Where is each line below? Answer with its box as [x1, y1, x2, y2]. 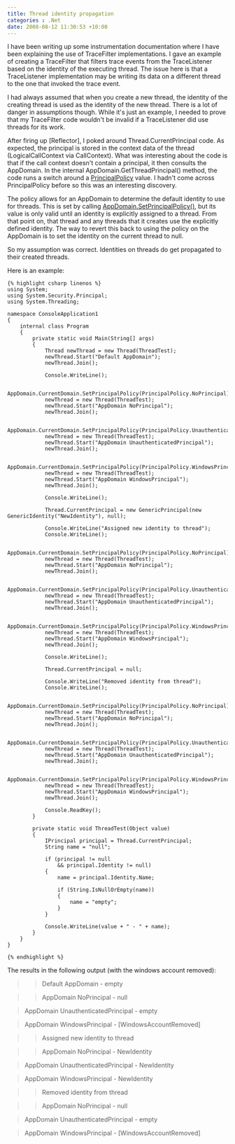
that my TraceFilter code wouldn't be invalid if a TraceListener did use [7, 116, 208, 124]
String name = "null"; [44, 844, 111, 851]
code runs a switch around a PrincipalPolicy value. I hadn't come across [7, 174, 215, 182]
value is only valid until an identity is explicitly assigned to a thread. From [7, 209, 218, 218]
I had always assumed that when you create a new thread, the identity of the [7, 93, 228, 102]
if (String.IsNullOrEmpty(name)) [57, 886, 155, 893]
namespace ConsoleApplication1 [7, 311, 99, 318]
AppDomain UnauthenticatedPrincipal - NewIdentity [24, 1061, 175, 1070]
